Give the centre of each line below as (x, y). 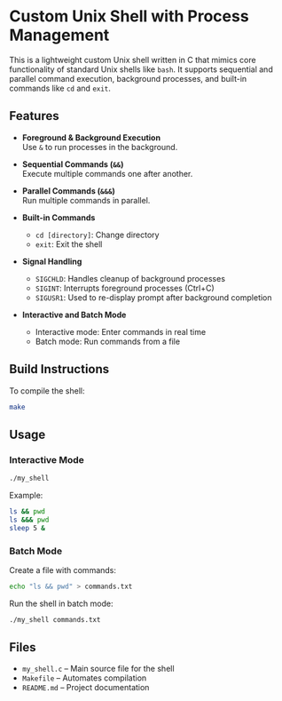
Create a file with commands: (63, 570)
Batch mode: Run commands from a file (107, 341)
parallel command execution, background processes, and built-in (128, 78)
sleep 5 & (27, 528)
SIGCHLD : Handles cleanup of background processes (130, 278)
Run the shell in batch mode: (61, 603)
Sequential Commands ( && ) (73, 164)
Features (34, 116)
